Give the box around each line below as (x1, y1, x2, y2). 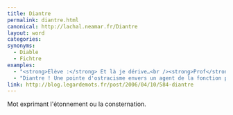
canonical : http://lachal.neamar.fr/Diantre (7, 23, 138, 30)
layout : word (7, 29, 45, 37)
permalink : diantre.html (7, 17, 79, 24)
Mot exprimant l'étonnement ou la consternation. (7, 100, 147, 108)
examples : (7, 62, 36, 69)
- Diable (13, 49, 39, 56)
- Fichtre (13, 55, 42, 62)
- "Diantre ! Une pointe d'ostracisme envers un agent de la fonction (13, 74, 222, 82)
